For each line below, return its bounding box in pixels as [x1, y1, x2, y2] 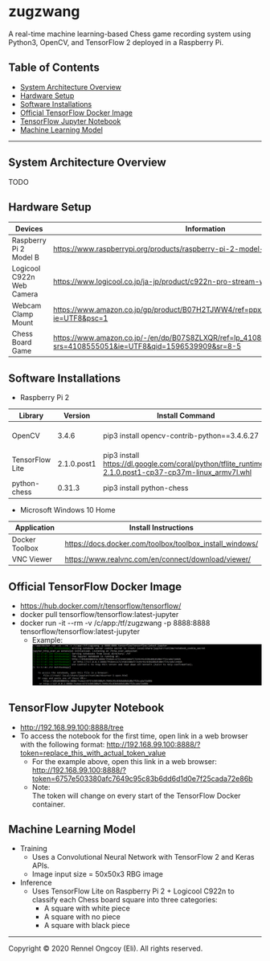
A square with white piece [43, 903, 130, 914]
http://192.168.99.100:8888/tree [19, 722, 125, 732]
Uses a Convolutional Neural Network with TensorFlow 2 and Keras [31, 853, 255, 862]
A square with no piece [43, 912, 121, 922]
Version [63, 411, 91, 420]
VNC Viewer [11, 554, 52, 564]
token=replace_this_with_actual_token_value [19, 748, 166, 758]
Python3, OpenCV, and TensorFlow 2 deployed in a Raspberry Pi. [8, 37, 224, 47]
